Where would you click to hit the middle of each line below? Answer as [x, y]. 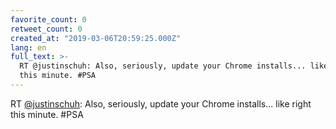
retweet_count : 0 [46, 29]
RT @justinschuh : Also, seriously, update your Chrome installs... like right [161, 103]
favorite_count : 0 [48, 19]
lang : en [28, 47]
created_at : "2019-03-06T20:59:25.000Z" [96, 38]
